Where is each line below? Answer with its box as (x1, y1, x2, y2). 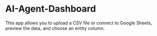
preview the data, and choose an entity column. (5, 25, 105, 31)
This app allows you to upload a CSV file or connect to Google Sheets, (5, 20, 152, 26)
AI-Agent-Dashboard (5, 3, 97, 15)
